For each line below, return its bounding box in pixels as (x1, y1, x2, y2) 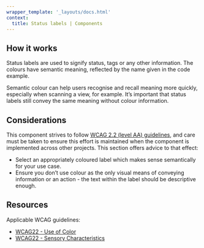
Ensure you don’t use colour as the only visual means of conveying (15, 169, 185, 176)
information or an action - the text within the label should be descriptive (15, 176, 196, 182)
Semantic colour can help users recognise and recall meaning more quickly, (6, 84, 198, 92)
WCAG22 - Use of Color (15, 228, 77, 235)
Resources (6, 200, 48, 210)
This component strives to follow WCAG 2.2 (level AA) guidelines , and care (6, 131, 195, 138)
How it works (6, 43, 58, 53)
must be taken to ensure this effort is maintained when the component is (6, 138, 189, 145)
